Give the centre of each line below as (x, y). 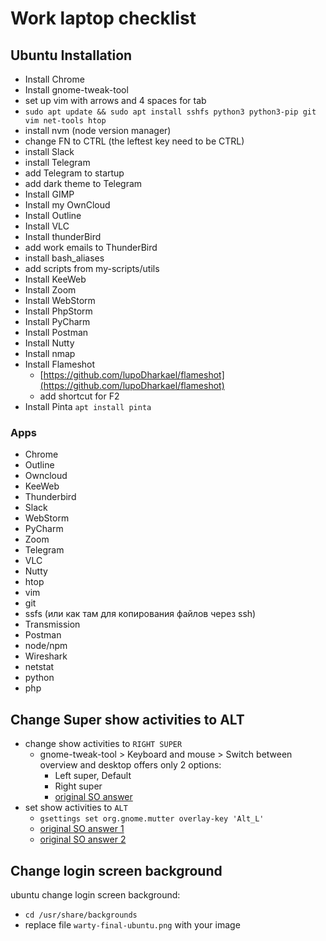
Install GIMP (49, 194)
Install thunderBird (63, 236)
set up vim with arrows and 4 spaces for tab (115, 100)
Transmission (52, 624)
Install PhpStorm (58, 311)
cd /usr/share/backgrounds (81, 915)
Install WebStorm (60, 300)
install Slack (49, 151)
